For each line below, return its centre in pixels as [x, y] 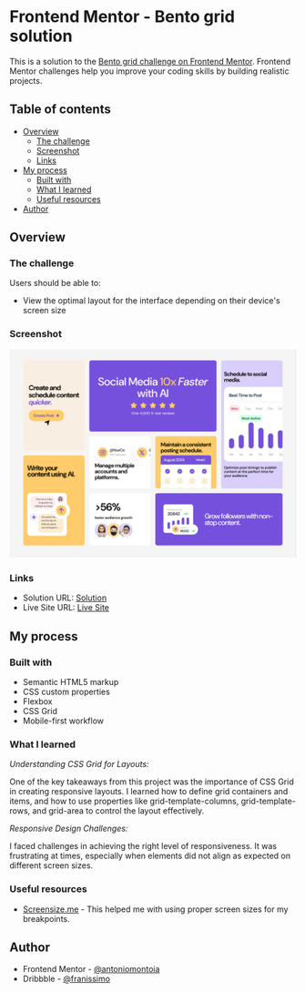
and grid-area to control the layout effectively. [118, 811]
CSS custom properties [66, 691]
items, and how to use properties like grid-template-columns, [124, 801]
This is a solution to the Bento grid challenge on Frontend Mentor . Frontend [150, 61]
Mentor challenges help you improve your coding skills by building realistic [149, 71]
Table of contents [60, 110]
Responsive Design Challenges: [69, 829]
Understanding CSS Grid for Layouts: [79, 764]
